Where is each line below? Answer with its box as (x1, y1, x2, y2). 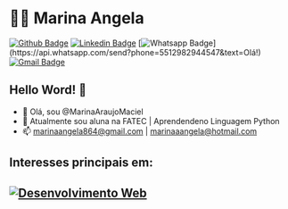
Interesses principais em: (9, 155, 153, 171)
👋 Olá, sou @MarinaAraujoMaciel (21, 106, 144, 117)
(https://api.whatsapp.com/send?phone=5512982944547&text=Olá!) (9, 46, 261, 57)
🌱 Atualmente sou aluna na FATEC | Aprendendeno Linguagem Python (21, 115, 280, 126)
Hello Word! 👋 (9, 82, 87, 97)
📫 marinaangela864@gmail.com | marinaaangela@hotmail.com (21, 125, 258, 137)
